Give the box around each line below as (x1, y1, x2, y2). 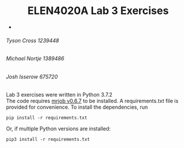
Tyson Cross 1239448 (6, 37, 60, 44)
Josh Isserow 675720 (6, 73, 58, 80)
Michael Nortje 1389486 (6, 55, 64, 62)
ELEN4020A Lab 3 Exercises (27, 4, 169, 18)
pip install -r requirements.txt (6, 115, 88, 121)
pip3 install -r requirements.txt (6, 136, 91, 143)
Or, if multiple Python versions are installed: (6, 125, 111, 132)
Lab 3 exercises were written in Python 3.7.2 (6, 91, 113, 98)
